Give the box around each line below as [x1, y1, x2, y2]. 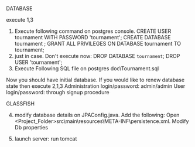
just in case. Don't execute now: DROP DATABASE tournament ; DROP [14, 53, 180, 59]
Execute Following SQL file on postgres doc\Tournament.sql [14, 65, 159, 72]
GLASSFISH [6, 100, 35, 107]
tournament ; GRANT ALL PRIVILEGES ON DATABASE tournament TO [14, 40, 182, 47]
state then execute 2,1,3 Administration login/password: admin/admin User [6, 83, 186, 90]
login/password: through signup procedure [6, 89, 110, 95]
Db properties [14, 124, 49, 131]
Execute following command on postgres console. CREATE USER [14, 28, 172, 35]
